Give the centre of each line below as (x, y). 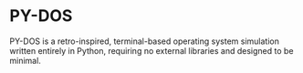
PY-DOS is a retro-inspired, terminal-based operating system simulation (145, 41)
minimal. (25, 60)
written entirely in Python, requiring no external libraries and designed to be (151, 50)
